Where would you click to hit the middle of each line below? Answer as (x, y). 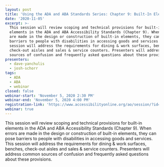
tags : (10, 73)
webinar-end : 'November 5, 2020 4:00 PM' (48, 100)
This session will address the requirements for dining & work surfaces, (76, 144)
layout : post (18, 9)
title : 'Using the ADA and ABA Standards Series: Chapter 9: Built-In (78, 14)
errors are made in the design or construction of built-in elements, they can (81, 133)
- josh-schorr (24, 69)
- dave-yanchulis (27, 64)
